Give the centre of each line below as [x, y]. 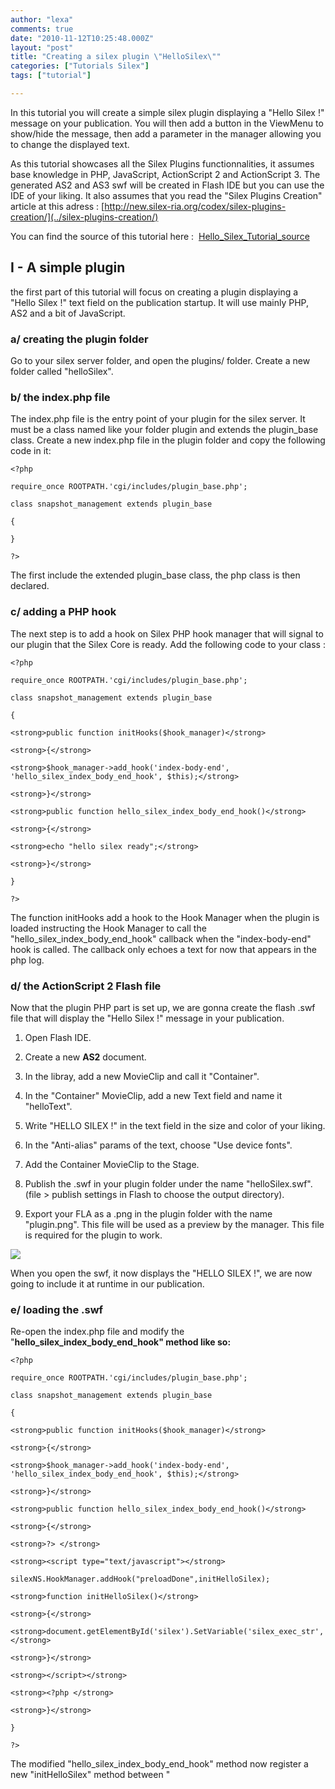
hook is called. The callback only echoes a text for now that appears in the [163, 949]
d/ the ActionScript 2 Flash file [86, 986]
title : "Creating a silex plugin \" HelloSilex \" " [116, 57]
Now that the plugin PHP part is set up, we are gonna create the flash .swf [163, 1007]
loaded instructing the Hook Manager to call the [108, 928]
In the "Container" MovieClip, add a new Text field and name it [153, 1095]
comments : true [42, 29]
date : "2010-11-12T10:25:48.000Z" [82, 38]
